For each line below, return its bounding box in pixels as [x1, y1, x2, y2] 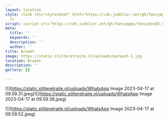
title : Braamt [5, 49, 35, 54]
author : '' [9, 44, 32, 49]
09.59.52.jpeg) [5, 111, 36, 117]
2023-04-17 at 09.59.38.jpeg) [5, 96, 66, 102]
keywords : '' [9, 35, 37, 40]
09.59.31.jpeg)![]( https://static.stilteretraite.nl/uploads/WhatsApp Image [5, 91, 152, 97]
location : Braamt [5, 58, 41, 63]
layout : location [5, 7, 41, 12]
